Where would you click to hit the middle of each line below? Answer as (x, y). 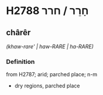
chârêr (18, 33)
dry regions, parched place (47, 86)
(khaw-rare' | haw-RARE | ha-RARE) (50, 46)
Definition (20, 62)
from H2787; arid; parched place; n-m (52, 74)
